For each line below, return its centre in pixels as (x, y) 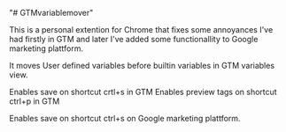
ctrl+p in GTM (35, 101)
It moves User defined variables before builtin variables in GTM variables (142, 66)
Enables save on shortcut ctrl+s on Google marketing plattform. (125, 118)
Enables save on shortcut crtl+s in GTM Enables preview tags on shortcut (143, 92)
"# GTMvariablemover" (51, 13)
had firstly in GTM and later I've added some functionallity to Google (134, 39)
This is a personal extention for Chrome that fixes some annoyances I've (141, 29)
